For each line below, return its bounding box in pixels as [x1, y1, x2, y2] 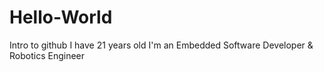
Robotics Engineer [9, 49, 85, 61]
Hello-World [9, 6, 113, 29]
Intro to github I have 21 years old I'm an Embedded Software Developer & [9, 39, 314, 51]
